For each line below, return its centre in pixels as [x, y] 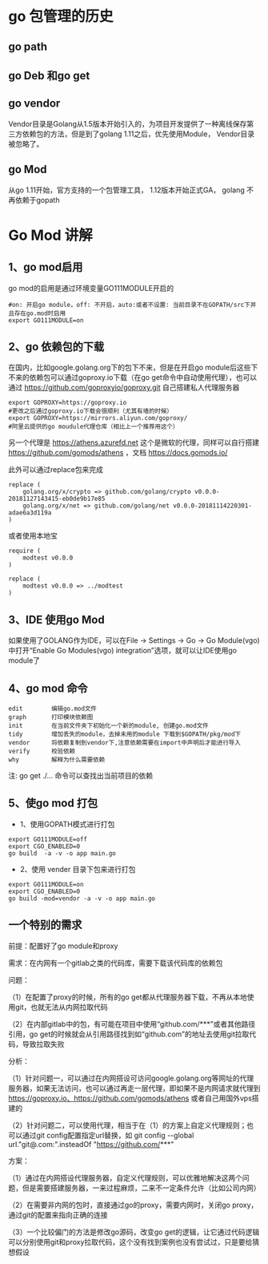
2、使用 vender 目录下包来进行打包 [78, 869]
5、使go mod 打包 [53, 804]
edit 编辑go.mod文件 [53, 709]
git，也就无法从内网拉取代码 [61, 1007]
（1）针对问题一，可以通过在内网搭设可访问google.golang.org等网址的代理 [131, 1078]
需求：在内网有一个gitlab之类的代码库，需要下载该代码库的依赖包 [116, 963]
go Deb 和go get [49, 76]
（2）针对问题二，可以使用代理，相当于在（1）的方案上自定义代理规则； [128, 1125]
